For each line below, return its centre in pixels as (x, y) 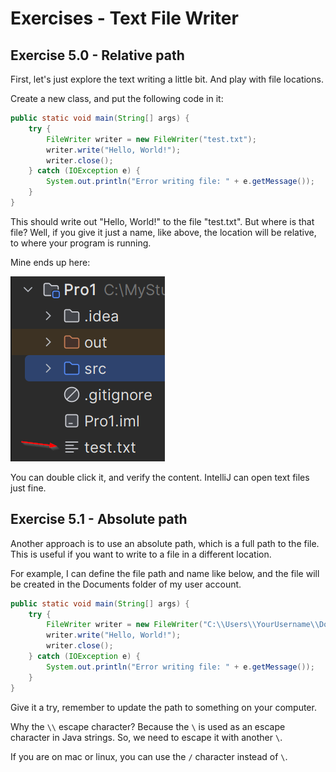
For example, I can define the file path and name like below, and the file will (165, 573)
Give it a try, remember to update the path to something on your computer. (163, 707)
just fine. (28, 488)
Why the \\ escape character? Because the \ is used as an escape (148, 726)
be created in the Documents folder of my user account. (126, 584)
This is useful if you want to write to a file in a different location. (141, 554)
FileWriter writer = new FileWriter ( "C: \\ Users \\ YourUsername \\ (183, 625)
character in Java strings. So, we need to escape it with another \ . (146, 737)
